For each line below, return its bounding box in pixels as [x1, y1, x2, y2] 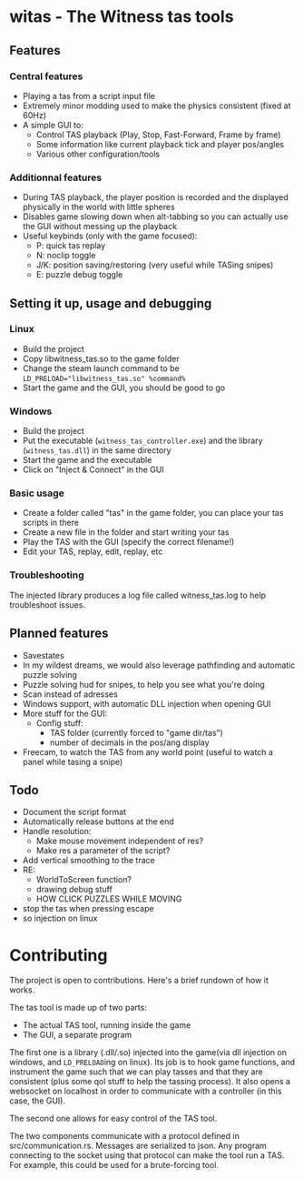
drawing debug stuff [35, 884, 113, 895]
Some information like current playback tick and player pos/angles [35, 138, 284, 149]
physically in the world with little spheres [22, 202, 175, 213]
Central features [9, 70, 83, 83]
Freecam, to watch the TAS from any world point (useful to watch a [22, 746, 274, 757]
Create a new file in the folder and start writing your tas [22, 527, 230, 538]
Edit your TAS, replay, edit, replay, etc [22, 546, 163, 557]
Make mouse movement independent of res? [35, 835, 204, 847]
